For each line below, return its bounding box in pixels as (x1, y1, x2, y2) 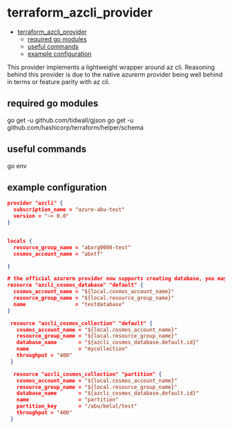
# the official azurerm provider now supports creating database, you (7, 275, 215, 282)
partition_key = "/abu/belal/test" (16, 403, 137, 410)
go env (7, 161, 28, 170)
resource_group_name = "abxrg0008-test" (13, 243, 131, 251)
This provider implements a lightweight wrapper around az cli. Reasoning (7, 63, 215, 71)
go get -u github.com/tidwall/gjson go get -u (7, 116, 134, 124)
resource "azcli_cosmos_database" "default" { (7, 281, 144, 289)
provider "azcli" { (7, 200, 64, 207)
